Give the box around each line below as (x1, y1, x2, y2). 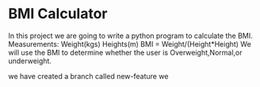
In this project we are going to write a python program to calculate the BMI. (8, 31, 254, 40)
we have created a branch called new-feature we (8, 71, 169, 81)
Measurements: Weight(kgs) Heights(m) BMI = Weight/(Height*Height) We (8, 39, 251, 48)
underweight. (8, 56, 52, 66)
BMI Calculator (8, 5, 108, 23)
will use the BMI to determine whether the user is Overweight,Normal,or (8, 47, 243, 57)
